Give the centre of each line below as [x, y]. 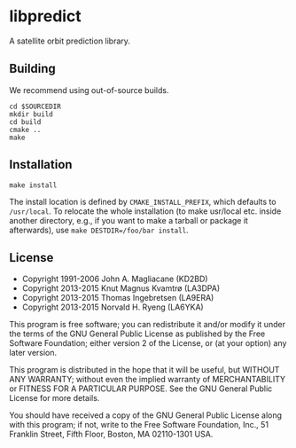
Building [32, 69]
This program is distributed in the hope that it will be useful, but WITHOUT [144, 370]
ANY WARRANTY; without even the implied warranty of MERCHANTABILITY [148, 380]
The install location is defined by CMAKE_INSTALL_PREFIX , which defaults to [143, 201]
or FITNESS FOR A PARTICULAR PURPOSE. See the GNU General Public [141, 389]
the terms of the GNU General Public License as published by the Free [137, 334]
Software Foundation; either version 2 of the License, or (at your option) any [148, 343]
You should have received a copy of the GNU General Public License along [145, 415]
